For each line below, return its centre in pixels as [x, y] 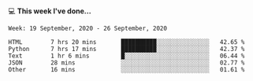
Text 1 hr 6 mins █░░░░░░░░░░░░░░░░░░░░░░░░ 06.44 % [126, 56]
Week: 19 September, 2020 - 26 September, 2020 [88, 28]
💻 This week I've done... [50, 11]
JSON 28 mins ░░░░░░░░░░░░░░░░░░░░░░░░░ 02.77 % [126, 63]
